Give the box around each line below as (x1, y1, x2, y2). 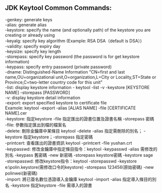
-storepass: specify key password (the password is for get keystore (5, 53, 140, 59)
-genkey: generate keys (5, 16, 52, 22)
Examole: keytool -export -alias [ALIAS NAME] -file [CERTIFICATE (5, 105, 136, 111)
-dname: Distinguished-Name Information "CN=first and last (5, 69, 125, 74)
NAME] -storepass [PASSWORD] (5, 89, 70, 95)
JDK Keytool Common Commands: (5, 4, 112, 12)
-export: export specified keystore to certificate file (5, 100, 107, 105)
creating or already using (5, 32, 55, 38)
